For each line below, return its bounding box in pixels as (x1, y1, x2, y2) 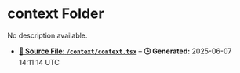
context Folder (7, 5, 104, 23)
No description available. (7, 31, 88, 40)
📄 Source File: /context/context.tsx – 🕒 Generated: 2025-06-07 (18, 46, 232, 56)
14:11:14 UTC (18, 57, 60, 67)
